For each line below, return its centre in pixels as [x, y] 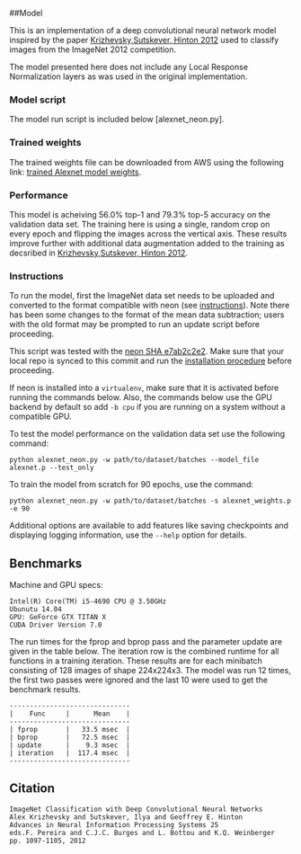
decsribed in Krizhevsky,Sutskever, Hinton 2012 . [99, 253]
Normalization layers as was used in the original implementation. [128, 76]
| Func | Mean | [70, 714]
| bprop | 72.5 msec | [70, 737]
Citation [32, 789]
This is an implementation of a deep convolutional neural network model [143, 30]
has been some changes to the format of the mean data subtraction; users [147, 315]
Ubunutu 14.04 [36, 609]
